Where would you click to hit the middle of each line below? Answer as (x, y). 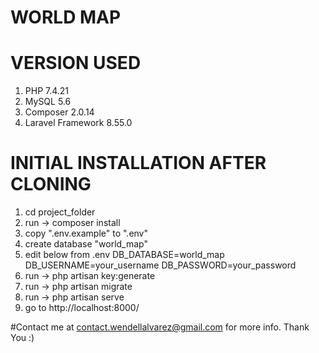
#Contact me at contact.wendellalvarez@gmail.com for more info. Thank (160, 327)
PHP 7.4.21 (47, 91)
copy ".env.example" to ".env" (86, 233)
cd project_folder (60, 212)
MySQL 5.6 (48, 102)
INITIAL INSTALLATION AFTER (138, 163)
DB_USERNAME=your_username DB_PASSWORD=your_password (160, 265)
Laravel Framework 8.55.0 (78, 123)
